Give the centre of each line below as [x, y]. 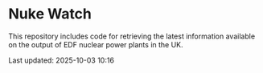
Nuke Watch [50, 14]
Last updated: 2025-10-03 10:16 [62, 60]
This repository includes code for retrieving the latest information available [132, 36]
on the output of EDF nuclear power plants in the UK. [96, 44]
